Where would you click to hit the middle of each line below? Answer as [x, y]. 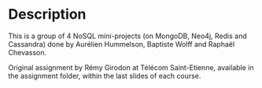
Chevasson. [28, 52]
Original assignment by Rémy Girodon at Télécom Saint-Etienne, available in [131, 67]
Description [47, 14]
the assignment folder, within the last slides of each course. [105, 76]
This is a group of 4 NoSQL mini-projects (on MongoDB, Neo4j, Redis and [127, 36]
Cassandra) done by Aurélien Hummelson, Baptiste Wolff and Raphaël [122, 44]
